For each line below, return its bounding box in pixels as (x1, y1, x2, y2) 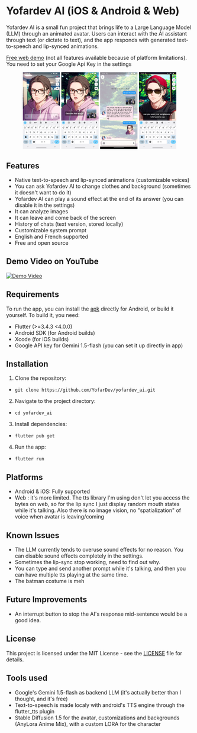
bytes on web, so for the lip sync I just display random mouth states (14, 501, 180, 508)
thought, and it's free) (14, 695, 68, 702)
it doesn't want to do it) (14, 189, 72, 196)
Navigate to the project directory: (14, 398, 96, 405)
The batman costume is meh (14, 578, 85, 585)
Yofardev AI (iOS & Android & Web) (6, 4, 180, 18)
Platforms (6, 472, 43, 482)
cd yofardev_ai (14, 410, 53, 416)
